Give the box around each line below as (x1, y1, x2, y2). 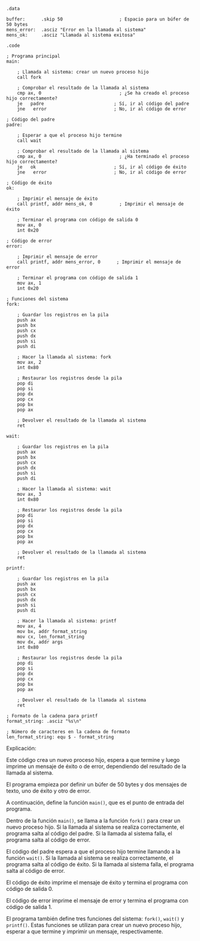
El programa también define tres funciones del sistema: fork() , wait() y (6, 915, 184, 922)
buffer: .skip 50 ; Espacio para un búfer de (6, 16, 189, 22)
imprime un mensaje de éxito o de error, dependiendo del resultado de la (6, 763, 187, 770)
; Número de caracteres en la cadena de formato (6, 729, 130, 735)
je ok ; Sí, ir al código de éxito (17, 164, 187, 170)
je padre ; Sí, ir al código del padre (17, 101, 189, 107)
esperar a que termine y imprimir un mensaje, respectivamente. (6, 928, 163, 935)
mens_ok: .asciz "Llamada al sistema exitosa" (6, 32, 136, 38)
